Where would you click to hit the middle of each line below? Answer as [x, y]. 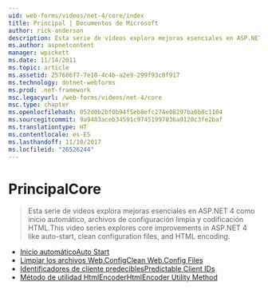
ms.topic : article [39, 68]
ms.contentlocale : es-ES [49, 134]
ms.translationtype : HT [48, 127]
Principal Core [55, 189]
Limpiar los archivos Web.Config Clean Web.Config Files [111, 260]
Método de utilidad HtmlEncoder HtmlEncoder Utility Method [118, 277]
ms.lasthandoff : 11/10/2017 [55, 142]
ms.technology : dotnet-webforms [62, 82]
